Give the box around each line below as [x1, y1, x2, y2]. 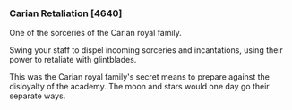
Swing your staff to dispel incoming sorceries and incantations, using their [9, 45, 284, 55]
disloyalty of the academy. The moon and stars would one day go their [9, 81, 271, 92]
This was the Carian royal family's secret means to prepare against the [9, 72, 271, 82]
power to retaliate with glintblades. [9, 55, 137, 65]
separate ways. [9, 90, 66, 101]
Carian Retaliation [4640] [9, 7, 123, 20]
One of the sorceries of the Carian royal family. [9, 28, 182, 38]
